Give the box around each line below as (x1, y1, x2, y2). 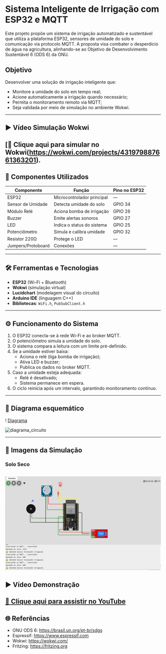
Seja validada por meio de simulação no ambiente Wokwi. (12, 104, 130, 110)
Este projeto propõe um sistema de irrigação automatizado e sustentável (5, 30, 153, 36)
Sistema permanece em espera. (19, 380, 85, 386)
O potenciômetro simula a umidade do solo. (12, 338, 101, 344)
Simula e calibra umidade (53, 229, 105, 235)
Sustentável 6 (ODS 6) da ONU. (5, 51, 69, 58)
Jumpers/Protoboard (7, 242, 50, 248)
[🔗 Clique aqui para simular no (5, 140, 100, 149)
